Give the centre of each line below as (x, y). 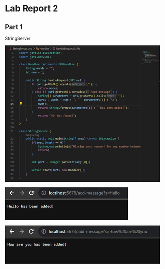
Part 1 (14, 27)
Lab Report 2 (32, 9)
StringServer (18, 38)
